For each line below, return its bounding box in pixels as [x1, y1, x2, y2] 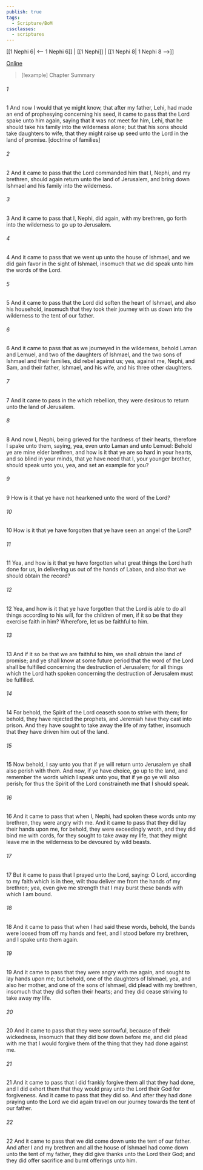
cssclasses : [6, 25, 36, 32]
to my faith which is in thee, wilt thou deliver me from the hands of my [6, 877, 181, 885]
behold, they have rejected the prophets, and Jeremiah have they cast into [6, 715, 192, 722]
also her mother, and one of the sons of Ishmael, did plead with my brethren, [6, 981, 198, 988]
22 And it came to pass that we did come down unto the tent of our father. [6, 1137, 191, 1145]
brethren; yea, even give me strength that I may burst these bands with [6, 884, 184, 891]
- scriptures [12, 32, 45, 38]
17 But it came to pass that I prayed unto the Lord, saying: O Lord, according [6, 871, 196, 879]
